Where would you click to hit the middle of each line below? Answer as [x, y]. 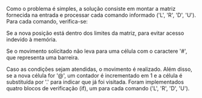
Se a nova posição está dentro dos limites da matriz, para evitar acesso [95, 33]
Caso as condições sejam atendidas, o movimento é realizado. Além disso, [99, 69]
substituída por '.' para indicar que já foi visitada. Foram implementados [95, 82]
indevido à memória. [32, 39]
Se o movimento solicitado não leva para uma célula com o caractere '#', [97, 51]
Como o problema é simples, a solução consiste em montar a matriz [91, 9]
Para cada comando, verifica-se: [47, 21]
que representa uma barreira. [43, 57]
